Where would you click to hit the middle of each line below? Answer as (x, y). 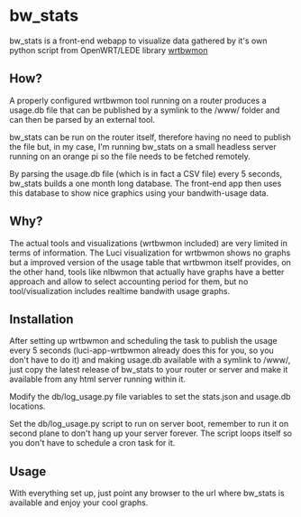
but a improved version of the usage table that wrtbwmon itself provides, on (150, 262)
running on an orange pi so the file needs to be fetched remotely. (130, 156)
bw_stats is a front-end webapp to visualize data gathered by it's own (138, 41)
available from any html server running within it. (98, 379)
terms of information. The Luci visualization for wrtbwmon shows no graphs (150, 253)
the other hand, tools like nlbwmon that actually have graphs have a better (147, 272)
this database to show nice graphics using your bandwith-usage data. (139, 193)
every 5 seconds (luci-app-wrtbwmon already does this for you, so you (142, 351)
